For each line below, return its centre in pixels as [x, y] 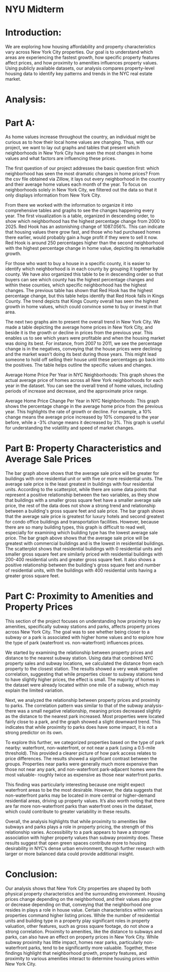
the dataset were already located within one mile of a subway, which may [82, 685]
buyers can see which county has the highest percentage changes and [79, 280]
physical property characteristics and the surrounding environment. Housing [85, 894]
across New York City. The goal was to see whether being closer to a [77, 632]
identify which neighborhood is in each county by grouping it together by [82, 269]
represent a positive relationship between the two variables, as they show [82, 495]
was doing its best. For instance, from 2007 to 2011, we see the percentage [84, 343]
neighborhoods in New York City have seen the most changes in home [79, 153]
